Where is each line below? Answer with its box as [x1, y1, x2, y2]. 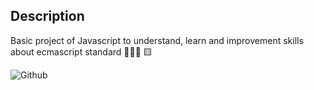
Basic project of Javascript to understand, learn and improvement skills [10, 34, 304, 46]
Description [10, 8, 85, 25]
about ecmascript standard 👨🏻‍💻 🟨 [10, 45, 153, 58]
